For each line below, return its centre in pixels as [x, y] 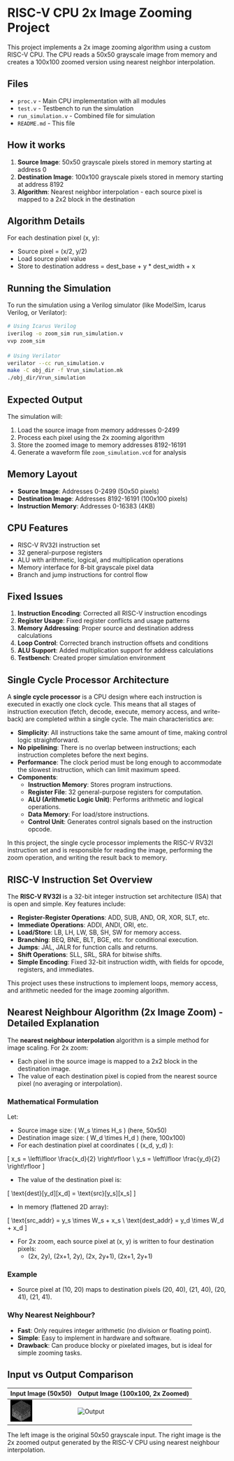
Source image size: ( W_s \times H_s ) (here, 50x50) [92, 1130]
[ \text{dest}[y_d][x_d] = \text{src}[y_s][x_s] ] [72, 1193]
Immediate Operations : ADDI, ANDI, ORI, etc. [83, 925]
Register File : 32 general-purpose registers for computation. [115, 792]
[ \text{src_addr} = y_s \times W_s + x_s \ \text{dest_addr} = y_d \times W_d [116, 1220]
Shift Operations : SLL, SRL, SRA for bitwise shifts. [89, 955]
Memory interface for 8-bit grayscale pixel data [86, 567]
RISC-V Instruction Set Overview [80, 879]
